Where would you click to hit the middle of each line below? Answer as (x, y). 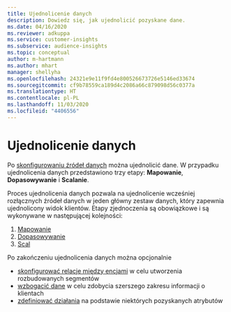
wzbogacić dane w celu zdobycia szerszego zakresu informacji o (111, 285)
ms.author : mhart (32, 66)
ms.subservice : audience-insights (58, 46)
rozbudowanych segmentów (58, 278)
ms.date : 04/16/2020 (37, 27)
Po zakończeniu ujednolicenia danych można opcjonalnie (90, 257)
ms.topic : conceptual (39, 53)
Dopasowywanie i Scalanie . (48, 179)
